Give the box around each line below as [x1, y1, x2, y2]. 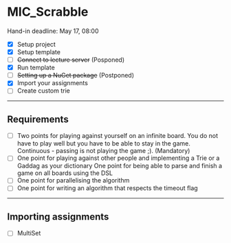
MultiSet [16, 229, 41, 238]
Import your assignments [16, 79, 88, 87]
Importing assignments [7, 211, 109, 222]
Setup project [16, 40, 56, 48]
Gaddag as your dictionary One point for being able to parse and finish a [16, 162, 222, 170]
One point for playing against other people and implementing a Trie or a [16, 154, 220, 162]
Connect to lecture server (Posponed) [16, 56, 125, 64]
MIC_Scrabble [7, 4, 89, 20]
